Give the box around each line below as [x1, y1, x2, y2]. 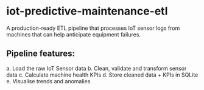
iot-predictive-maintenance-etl [6, 4, 168, 18]
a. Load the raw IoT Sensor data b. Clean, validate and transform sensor [6, 64, 187, 72]
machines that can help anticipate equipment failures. [6, 30, 141, 38]
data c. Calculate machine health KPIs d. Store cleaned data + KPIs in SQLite [6, 71, 199, 78]
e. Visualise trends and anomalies [6, 77, 91, 85]
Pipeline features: [6, 49, 75, 59]
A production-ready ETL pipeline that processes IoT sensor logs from [6, 24, 180, 32]
